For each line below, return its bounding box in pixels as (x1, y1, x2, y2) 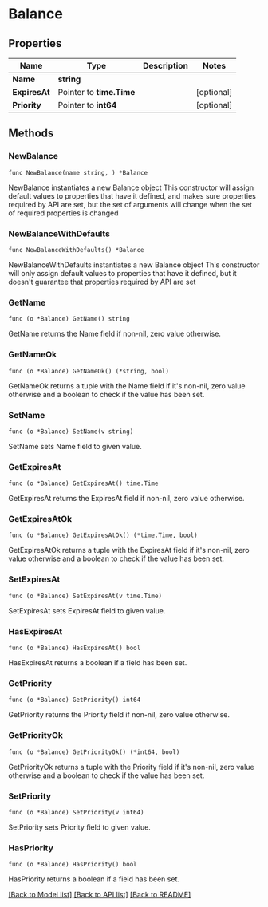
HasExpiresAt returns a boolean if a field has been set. (8, 658, 187, 668)
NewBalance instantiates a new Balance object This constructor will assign (8, 183, 254, 192)
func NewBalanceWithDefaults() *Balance (8, 246, 145, 254)
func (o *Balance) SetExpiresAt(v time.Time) (8, 592, 162, 600)
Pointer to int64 (57, 100, 117, 110)
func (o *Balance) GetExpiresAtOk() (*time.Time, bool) (8, 531, 198, 539)
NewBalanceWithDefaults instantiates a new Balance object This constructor (8, 260, 260, 270)
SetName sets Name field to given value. (8, 441, 142, 451)
